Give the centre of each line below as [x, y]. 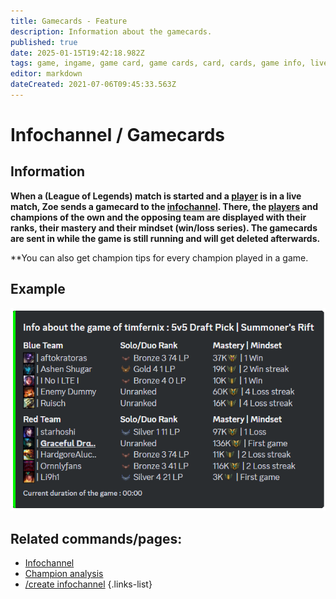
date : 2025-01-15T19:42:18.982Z [77, 53]
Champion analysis [64, 573]
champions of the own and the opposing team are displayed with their [158, 217]
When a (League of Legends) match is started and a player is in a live [156, 196]
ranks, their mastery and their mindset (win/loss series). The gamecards [164, 227]
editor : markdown [46, 74]
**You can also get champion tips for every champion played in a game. [159, 257]
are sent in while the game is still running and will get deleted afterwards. [165, 238]
